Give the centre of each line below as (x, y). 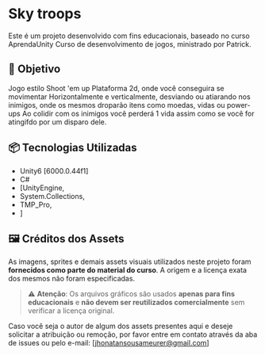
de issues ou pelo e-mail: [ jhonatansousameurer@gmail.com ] (109, 343)
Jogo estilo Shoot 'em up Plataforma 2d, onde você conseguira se (116, 88)
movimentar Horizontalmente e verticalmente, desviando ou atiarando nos (130, 97)
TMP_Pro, (36, 204)
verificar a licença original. (71, 311)
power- (239, 105)
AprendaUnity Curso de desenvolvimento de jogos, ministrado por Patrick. (130, 44)
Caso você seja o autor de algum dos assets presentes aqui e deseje (121, 326)
